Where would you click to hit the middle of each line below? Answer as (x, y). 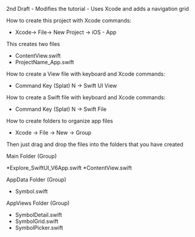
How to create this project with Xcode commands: (69, 20)
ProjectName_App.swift (44, 62)
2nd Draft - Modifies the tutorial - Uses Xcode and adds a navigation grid (98, 9)
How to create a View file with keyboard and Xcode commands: (86, 74)
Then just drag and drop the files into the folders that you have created (95, 144)
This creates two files (33, 44)
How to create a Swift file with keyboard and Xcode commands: (86, 97)
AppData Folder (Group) (36, 179)
